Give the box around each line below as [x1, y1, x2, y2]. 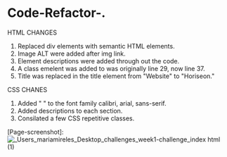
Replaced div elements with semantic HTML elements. [17, 42, 175, 50]
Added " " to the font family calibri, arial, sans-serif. [17, 99, 167, 107]
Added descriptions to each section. [17, 106, 123, 115]
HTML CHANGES [7, 28, 58, 37]
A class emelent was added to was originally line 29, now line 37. [17, 64, 205, 73]
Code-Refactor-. [7, 5, 106, 21]
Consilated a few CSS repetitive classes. [17, 114, 135, 123]
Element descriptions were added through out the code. [17, 56, 180, 65]
